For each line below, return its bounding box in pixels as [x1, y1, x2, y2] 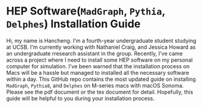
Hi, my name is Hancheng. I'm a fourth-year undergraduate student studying [6, 37, 197, 44]
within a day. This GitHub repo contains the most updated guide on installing [6, 75, 196, 83]
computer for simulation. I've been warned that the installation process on [6, 62, 190, 70]
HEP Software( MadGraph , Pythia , [6, 4, 166, 18]
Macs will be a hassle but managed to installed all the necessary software [6, 69, 189, 76]
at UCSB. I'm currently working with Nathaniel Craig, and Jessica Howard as [6, 43, 196, 51]
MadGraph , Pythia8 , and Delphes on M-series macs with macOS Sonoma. [6, 81, 184, 89]
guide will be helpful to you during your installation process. [6, 95, 155, 102]
